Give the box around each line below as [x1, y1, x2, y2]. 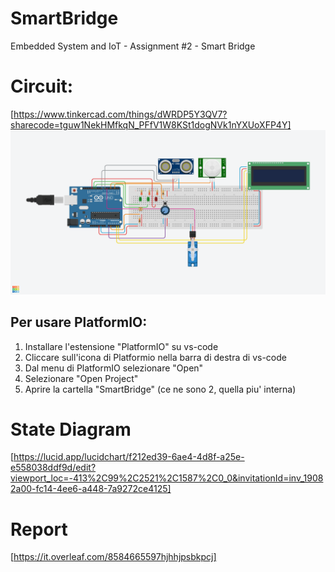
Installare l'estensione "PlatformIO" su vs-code [24, 340, 219, 352]
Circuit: [10, 75, 74, 98]
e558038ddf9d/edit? [10, 462, 97, 474]
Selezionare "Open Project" [24, 372, 139, 384]
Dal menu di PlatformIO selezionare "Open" [24, 362, 204, 374]
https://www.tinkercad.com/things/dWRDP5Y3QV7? [13, 108, 228, 120]
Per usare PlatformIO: [10, 314, 148, 331]
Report [10, 518, 68, 541]
